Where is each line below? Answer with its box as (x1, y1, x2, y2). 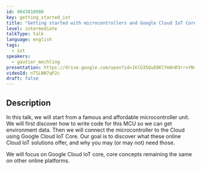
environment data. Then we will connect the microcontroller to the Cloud (6, 126, 185, 133)
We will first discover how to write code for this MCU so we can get (6, 120, 172, 127)
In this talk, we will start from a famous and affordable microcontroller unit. (6, 113, 190, 120)
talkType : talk (6, 31, 44, 37)
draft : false (6, 75, 39, 81)
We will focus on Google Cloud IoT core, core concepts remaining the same (6, 150, 193, 157)
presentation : (6, 64, 42, 71)
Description (6, 98, 51, 108)
